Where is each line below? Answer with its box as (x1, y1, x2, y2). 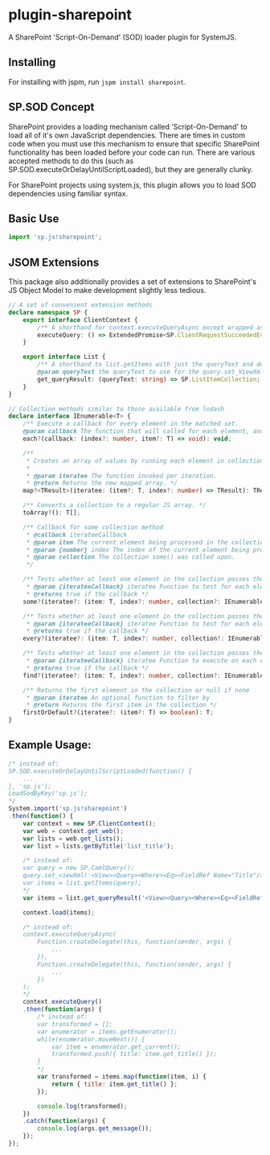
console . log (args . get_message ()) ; (37, 1124, 153, 1132)
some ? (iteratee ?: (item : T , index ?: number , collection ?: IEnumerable (22, 597, 264, 605)
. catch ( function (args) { (22, 1117, 106, 1125)
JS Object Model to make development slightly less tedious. (8, 286, 207, 295)
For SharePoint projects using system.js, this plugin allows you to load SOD (8, 179, 257, 190)
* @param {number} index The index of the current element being (26, 546, 250, 554)
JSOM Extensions (8, 255, 100, 269)
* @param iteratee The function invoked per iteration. (26, 472, 218, 480)
